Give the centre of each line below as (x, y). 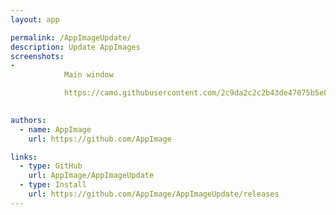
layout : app (35, 19)
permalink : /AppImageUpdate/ (71, 37)
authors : (28, 120)
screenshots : (37, 56)
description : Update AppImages (75, 47)
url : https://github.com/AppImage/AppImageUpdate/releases (154, 194)
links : (24, 157)
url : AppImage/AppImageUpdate (91, 176)
